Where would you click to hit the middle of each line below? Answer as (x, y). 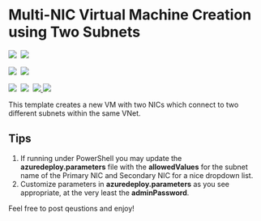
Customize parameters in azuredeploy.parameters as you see (124, 184)
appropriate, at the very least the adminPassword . (105, 193)
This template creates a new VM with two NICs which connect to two (124, 104)
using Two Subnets (74, 32)
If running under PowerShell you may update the (101, 158)
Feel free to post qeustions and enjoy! (72, 208)
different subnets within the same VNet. (75, 113)
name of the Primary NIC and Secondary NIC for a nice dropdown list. (137, 175)
